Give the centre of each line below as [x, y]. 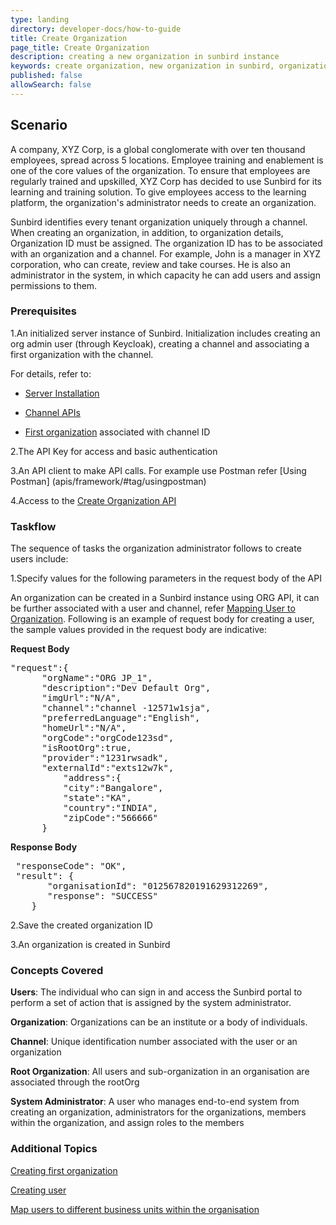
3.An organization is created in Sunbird [90, 945]
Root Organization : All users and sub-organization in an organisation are [160, 1072]
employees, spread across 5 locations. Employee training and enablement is [167, 160]
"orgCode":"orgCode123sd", [108, 738]
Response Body [44, 847]
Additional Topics [54, 1149]
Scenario [39, 125]
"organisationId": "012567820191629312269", [158, 886]
